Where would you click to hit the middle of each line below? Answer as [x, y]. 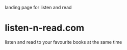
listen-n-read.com [45, 28]
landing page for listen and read [38, 7]
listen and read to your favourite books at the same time [63, 42]
